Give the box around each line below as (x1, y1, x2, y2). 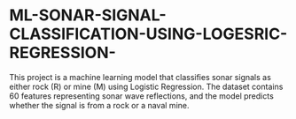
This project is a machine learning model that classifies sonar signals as (9, 71, 272, 82)
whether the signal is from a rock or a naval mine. (9, 100, 190, 110)
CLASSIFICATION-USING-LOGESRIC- (9, 24, 288, 44)
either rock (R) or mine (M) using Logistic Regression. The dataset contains (9, 81, 284, 92)
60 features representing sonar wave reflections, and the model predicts (9, 90, 275, 101)
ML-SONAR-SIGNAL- (9, 5, 167, 26)
